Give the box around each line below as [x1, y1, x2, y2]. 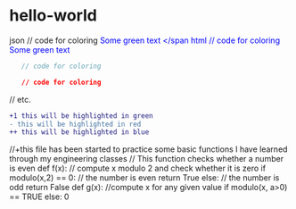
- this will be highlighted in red [9, 120, 142, 129]
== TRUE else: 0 [9, 191, 70, 202]
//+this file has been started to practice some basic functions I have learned [9, 144, 288, 155]
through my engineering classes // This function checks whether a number [9, 154, 284, 164]
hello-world [9, 5, 98, 26]
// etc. [9, 94, 31, 104]
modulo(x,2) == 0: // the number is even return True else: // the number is [9, 172, 280, 183]
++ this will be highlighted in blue [9, 128, 150, 137]
